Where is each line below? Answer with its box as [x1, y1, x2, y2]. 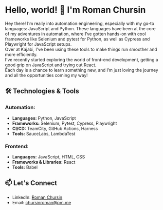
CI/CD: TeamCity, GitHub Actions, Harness [12, 125, 98, 131]
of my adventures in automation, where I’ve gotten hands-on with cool [5, 31, 146, 37]
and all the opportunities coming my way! [5, 72, 88, 78]
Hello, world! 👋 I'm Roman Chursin [5, 4, 146, 16]
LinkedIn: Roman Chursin [12, 194, 63, 200]
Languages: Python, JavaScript [12, 115, 76, 121]
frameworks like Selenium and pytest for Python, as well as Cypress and [5, 36, 150, 42]
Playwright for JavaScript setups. [5, 41, 72, 47]
